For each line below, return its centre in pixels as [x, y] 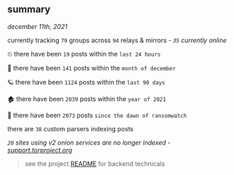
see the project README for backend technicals [95, 164]
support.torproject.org [40, 150]
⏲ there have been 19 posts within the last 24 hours [84, 54]
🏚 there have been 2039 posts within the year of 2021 [87, 99]
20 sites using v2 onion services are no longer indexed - [89, 143]
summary [29, 10]
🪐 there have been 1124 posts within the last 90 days [86, 82]
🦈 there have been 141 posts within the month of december [91, 68]
